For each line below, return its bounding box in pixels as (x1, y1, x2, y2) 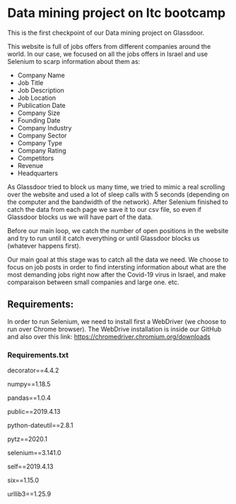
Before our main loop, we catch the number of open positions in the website (7, 226, 229, 235)
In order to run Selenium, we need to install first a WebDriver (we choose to (7, 317, 227, 325)
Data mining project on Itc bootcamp (7, 5, 226, 21)
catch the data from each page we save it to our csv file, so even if (7, 205, 201, 213)
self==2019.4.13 (7, 462, 54, 471)
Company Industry (17, 123, 72, 132)
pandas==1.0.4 (7, 393, 52, 402)
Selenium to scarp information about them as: (7, 57, 141, 65)
